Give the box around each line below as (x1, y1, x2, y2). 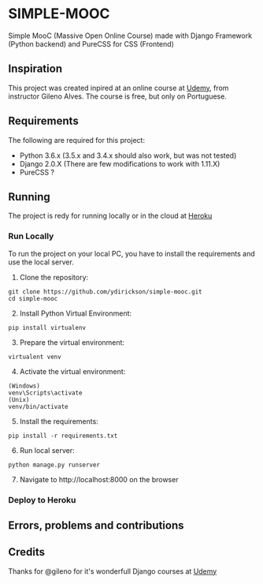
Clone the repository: (19, 272, 89, 282)
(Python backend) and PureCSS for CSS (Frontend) (8, 39, 175, 48)
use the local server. (8, 257, 75, 267)
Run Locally (8, 230, 54, 241)
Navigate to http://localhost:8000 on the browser (19, 474, 179, 484)
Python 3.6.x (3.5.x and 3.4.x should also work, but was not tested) (19, 151, 237, 160)
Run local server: (19, 445, 75, 455)
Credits (8, 545, 46, 559)
